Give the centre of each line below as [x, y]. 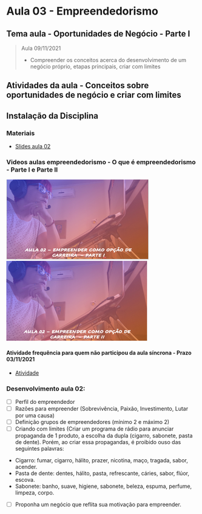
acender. [26, 467]
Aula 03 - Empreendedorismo [82, 11]
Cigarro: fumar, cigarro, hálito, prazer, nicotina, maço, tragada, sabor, [101, 460]
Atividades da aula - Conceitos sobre [78, 85]
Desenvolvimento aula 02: [46, 389]
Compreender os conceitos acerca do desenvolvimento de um [108, 60]
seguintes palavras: [39, 449]
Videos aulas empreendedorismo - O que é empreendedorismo [101, 162]
